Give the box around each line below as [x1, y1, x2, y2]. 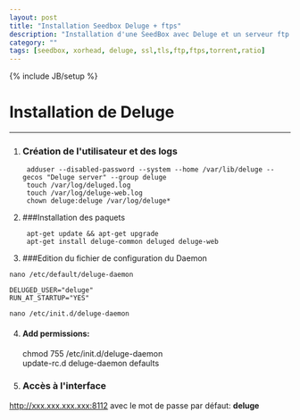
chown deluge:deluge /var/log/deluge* [26, 197, 171, 206]
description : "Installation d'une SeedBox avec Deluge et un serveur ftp [9, 29, 290, 38]
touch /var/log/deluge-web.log [26, 189, 143, 197]
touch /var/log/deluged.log [26, 181, 131, 190]
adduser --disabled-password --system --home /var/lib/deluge [26, 165, 263, 174]
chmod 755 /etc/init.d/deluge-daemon [21, 348, 163, 358]
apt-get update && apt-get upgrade [26, 230, 159, 239]
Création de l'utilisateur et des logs [21, 145, 179, 157]
